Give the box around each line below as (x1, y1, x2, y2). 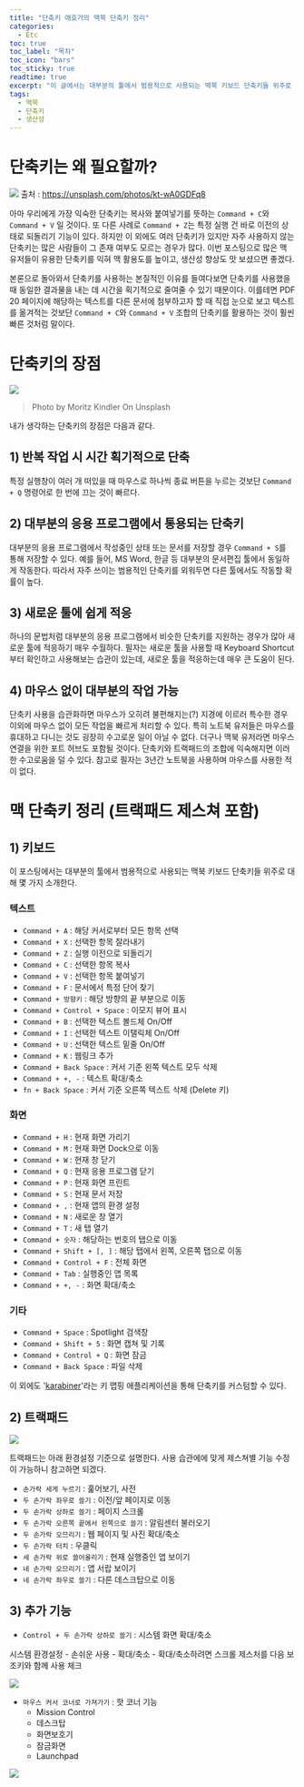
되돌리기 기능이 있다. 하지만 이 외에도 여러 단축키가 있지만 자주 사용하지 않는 (25, 231, 295, 242)
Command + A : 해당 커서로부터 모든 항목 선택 (22, 925, 179, 936)
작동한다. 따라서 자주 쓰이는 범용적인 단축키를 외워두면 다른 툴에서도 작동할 (18, 564, 283, 575)
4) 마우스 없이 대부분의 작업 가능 (9, 683, 180, 698)
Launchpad (35, 1750, 79, 1762)
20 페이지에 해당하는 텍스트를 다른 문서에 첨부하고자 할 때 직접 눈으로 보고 (9, 296, 270, 307)
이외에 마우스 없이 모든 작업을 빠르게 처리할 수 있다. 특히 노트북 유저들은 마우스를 (9, 720, 295, 731)
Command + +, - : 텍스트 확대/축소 (22, 1072, 143, 1083)
